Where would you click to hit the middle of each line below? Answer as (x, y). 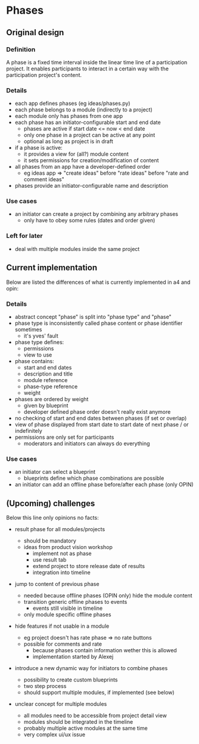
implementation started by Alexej (73, 656)
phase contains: (35, 361)
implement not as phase (62, 553)
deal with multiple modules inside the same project (77, 249)
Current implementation (52, 268)
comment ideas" (44, 179)
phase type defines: (39, 342)
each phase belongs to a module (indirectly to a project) (84, 110)
